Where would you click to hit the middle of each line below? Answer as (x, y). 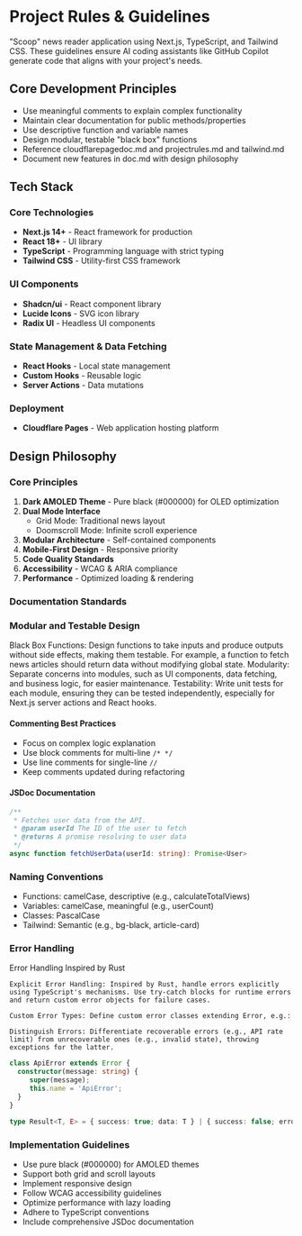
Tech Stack (41, 187)
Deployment (37, 408)
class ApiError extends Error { (70, 1063)
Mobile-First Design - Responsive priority (100, 550)
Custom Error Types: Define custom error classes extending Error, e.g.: (151, 1016)
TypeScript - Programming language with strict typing (123, 251)
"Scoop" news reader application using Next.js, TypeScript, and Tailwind (144, 41)
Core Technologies (52, 213)
